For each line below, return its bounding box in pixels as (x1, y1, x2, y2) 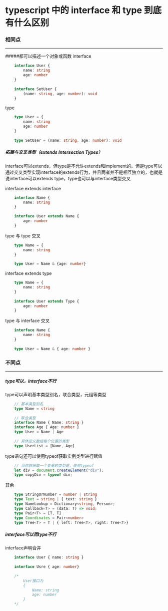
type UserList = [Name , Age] (14, 443, 75, 448)
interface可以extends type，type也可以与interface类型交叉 (9, 175, 131, 181)
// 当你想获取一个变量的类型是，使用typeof (14, 463, 94, 468)
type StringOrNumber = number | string (14, 492, 97, 497)
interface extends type (5, 270, 52, 276)
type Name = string (14, 406, 55, 411)
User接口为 (23, 578, 43, 583)
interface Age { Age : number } (14, 425, 79, 430)
